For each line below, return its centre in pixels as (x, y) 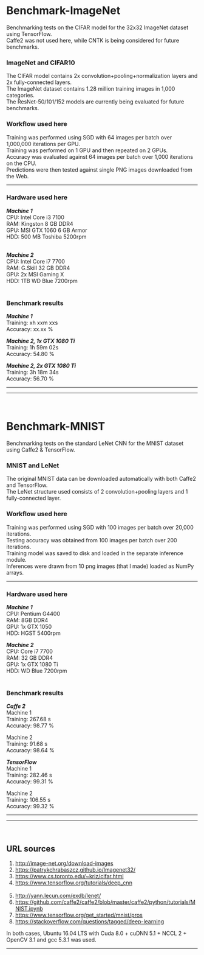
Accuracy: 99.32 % (30, 806)
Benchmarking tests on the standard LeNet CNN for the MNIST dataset (95, 443)
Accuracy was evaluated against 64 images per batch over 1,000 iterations (100, 156)
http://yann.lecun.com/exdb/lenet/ (58, 896)
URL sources (31, 849)
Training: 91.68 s (27, 744)
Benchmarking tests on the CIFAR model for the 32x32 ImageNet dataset (97, 27)
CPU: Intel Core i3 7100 (36, 217)
